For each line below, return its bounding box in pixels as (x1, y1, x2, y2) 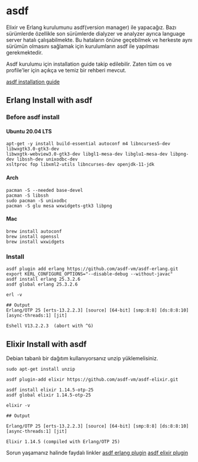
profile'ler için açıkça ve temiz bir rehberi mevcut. (6, 66, 126, 73)
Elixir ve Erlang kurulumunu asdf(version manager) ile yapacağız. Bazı (6, 24, 177, 31)
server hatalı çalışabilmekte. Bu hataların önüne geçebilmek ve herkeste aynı (6, 36, 193, 43)
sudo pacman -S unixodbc (6, 197, 67, 204)
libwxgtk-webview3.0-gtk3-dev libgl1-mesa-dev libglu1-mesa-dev (6, 151, 168, 158)
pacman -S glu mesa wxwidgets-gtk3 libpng (6, 203, 112, 208)
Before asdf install (6, 113, 60, 121)
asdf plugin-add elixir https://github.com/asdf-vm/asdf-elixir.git (6, 376, 178, 383)
